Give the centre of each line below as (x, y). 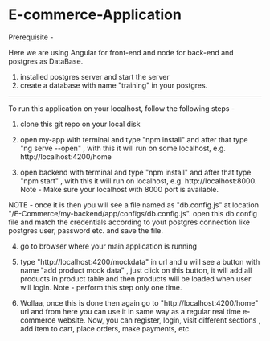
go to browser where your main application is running (108, 246)
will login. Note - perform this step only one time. (101, 287)
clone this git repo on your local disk (80, 124)
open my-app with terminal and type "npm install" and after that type (134, 139)
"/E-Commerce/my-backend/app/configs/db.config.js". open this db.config (133, 213)
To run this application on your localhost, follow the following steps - (122, 108)
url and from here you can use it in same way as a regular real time (130, 311)
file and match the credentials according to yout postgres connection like (129, 222)
